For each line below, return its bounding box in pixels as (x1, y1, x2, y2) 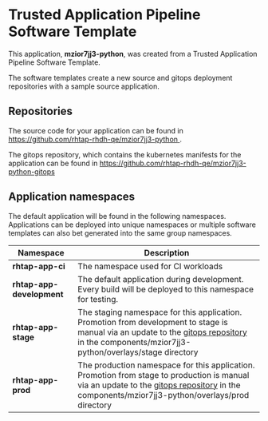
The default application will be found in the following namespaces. (8, 211, 227, 220)
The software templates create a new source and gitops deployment (8, 73, 233, 82)
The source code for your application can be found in (8, 125, 183, 135)
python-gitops (8, 166, 56, 177)
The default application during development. (77, 273, 244, 284)
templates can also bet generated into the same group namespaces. (8, 228, 233, 237)
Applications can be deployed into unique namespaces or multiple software (8, 220, 257, 229)
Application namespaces (8, 190, 136, 204)
